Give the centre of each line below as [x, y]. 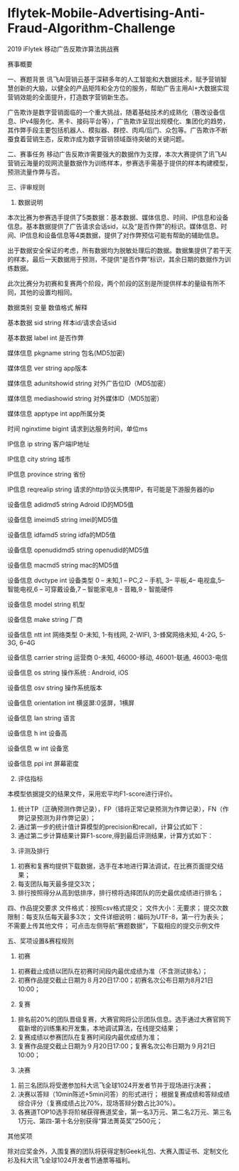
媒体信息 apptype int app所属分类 [56, 413]
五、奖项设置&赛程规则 [41, 941]
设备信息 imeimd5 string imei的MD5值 [63, 519]
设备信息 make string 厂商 [45, 619]
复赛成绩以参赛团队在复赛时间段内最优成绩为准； [89, 1037]
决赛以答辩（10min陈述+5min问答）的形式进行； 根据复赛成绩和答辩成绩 [123, 1094]
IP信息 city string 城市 [39, 459]
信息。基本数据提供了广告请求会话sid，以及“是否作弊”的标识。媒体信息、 [114, 226]
